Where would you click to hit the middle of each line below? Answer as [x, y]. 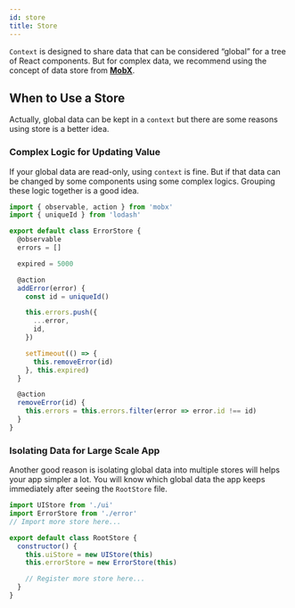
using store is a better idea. [59, 129]
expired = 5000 [45, 264]
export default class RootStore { [74, 538]
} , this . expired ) [57, 370]
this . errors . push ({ [61, 313]
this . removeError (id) [73, 362]
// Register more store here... [85, 579]
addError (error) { [52, 288]
